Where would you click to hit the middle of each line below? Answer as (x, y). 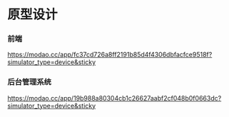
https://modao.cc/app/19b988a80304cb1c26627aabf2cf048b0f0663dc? (114, 98)
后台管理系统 (30, 82)
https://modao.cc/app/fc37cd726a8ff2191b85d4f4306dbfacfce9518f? (110, 55)
